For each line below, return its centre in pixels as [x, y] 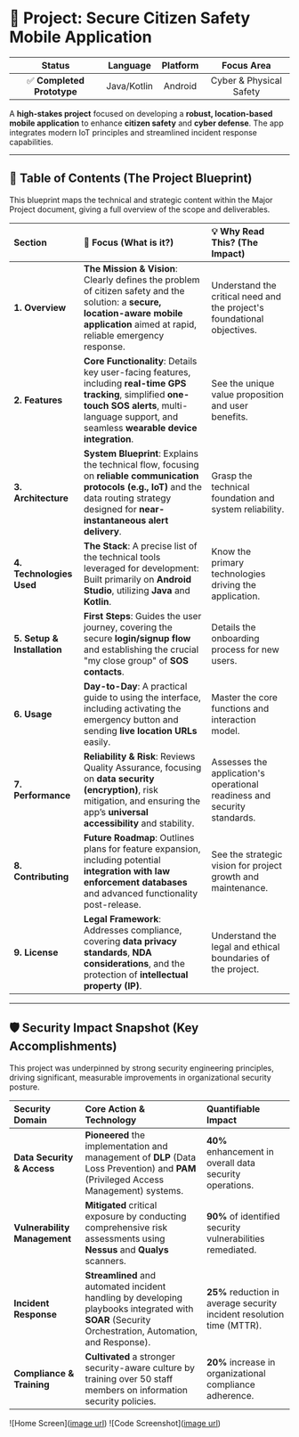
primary [228, 562]
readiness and [241, 795]
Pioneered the [115, 1135]
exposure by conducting [136, 1216]
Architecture [41, 498]
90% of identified [243, 1216]
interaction [234, 719]
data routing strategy [127, 498]
